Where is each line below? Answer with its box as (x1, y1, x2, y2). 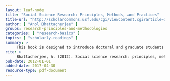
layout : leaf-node (5, 7, 44, 13)
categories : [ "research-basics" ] (5, 31, 80, 36)
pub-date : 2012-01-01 (5, 59, 51, 64)
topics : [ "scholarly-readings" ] (5, 36, 78, 41)
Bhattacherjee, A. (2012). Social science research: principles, (16, 54, 157, 59)
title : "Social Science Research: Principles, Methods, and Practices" (5, 12, 159, 17)
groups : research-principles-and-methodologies (5, 26, 108, 31)
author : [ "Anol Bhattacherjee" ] (5, 21, 78, 27)
